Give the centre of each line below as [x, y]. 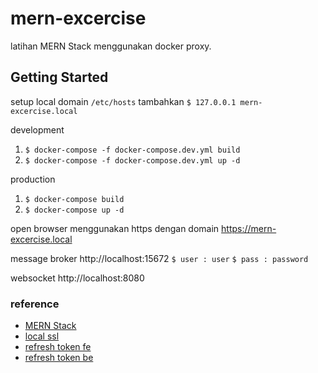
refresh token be [59, 358]
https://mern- [249, 228]
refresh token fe [58, 347]
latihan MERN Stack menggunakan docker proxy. [111, 46]
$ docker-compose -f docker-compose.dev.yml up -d [132, 160]
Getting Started [59, 77]
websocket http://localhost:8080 [77, 278]
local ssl [42, 336]
